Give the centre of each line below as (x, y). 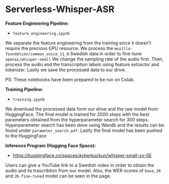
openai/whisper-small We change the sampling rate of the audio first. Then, (84, 59)
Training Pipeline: (24, 89)
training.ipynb (29, 100)
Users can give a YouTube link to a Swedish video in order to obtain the (80, 165)
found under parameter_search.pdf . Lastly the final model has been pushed (84, 130)
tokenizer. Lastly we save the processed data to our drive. (66, 70)
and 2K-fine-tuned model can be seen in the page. (58, 176)
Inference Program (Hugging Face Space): (51, 146)
